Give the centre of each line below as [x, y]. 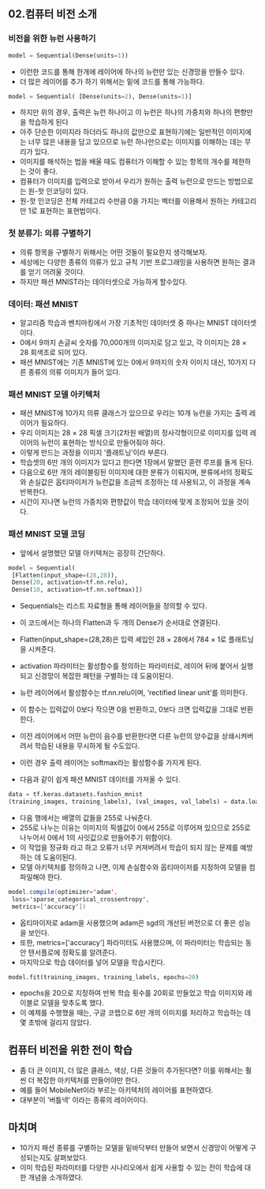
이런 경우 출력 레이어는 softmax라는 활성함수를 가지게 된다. [110, 763]
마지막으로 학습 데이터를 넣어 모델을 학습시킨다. [92, 962]
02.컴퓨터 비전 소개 [52, 14]
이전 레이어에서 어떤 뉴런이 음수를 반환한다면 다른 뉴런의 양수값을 [119, 736]
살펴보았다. [71, 1157]
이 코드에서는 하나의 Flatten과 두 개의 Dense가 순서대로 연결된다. [120, 623]
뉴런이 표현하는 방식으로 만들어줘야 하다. [103, 443]
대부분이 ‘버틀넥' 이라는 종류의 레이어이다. [84, 1100]
